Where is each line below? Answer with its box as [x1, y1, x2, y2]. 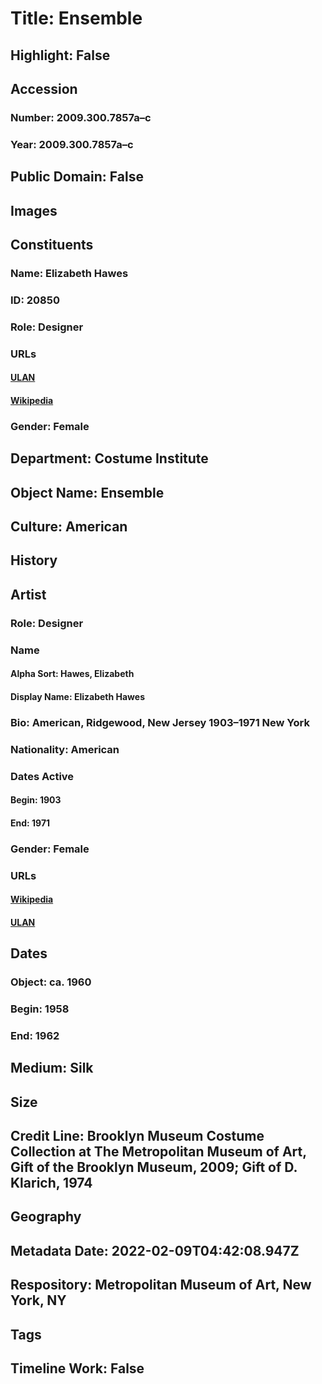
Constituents [10, 236, 94, 253]
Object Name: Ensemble [10, 484, 165, 501]
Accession [10, 80, 78, 97]
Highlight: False [10, 47, 111, 64]
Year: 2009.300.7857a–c [10, 137, 134, 151]
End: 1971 [10, 817, 51, 829]
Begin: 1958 [10, 1002, 70, 1016]
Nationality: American [10, 742, 120, 756]
